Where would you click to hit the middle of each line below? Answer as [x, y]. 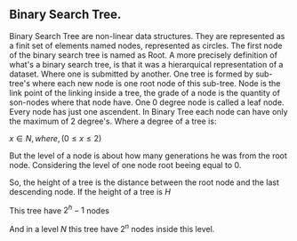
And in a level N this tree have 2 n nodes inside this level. [112, 229]
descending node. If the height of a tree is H [90, 191]
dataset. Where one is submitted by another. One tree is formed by [131, 74]
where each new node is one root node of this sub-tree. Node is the [157, 83]
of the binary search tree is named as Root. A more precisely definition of [144, 55]
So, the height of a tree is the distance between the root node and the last [144, 182]
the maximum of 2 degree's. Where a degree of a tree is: [113, 121]
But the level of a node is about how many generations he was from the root [148, 156]
